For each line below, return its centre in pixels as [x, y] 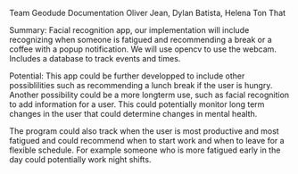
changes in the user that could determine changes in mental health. [133, 114]
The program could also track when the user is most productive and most [144, 131]
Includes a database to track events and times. [95, 58]
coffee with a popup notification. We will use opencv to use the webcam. [143, 49]
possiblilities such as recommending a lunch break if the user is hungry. [141, 85]
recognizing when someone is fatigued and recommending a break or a [141, 40]
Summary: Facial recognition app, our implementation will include [129, 30]
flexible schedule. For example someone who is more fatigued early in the [145, 150]
